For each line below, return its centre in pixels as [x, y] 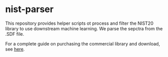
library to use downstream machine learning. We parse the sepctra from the [84, 28]
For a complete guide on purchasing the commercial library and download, [83, 43]
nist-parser [30, 9]
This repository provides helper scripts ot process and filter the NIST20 [79, 23]
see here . [15, 49]
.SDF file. [15, 34]
